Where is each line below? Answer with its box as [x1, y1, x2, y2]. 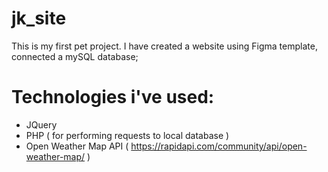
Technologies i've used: [11, 86, 215, 109]
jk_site [11, 7, 67, 30]
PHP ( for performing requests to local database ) [25, 129, 230, 141]
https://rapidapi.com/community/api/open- [130, 140, 308, 152]
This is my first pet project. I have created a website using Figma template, [11, 40, 318, 52]
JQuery [25, 118, 58, 131]
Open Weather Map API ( [25, 140, 129, 152]
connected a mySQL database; [11, 50, 139, 62]
